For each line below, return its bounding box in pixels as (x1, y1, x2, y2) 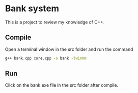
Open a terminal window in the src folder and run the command (5, 46, 134, 52)
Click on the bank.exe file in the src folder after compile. (5, 82, 119, 88)
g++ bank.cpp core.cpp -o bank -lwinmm (5, 56, 87, 61)
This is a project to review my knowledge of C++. (5, 19, 105, 25)
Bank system (5, 3, 59, 14)
